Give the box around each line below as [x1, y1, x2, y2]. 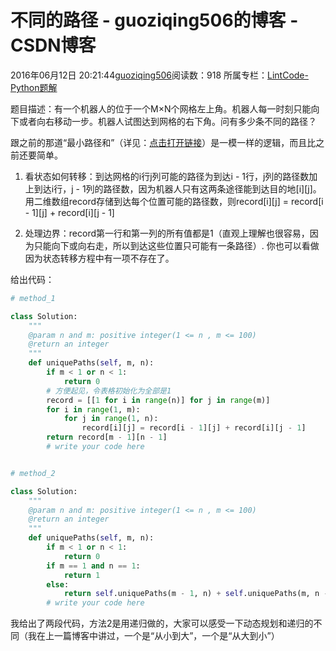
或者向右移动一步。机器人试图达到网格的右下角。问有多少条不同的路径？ [18, 115, 317, 127]
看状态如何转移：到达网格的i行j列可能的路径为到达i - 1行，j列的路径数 [24, 170, 310, 182]
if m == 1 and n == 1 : [46, 561, 141, 571]
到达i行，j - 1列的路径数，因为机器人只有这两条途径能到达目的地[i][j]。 [33, 182, 322, 195]
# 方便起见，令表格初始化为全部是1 [46, 386, 172, 396]
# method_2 [10, 468, 56, 478]
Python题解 [10, 81, 58, 93]
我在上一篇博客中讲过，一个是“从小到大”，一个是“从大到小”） [27, 630, 280, 642]
